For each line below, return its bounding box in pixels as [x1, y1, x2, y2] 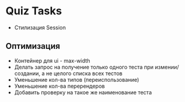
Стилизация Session [14, 24, 66, 31]
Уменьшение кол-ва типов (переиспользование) [14, 76, 139, 83]
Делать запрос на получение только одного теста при [14, 63, 154, 70]
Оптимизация [5, 41, 60, 51]
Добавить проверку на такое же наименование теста [14, 88, 152, 96]
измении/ [154, 63, 179, 70]
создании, [14, 70, 41, 77]
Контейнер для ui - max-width [14, 57, 90, 64]
